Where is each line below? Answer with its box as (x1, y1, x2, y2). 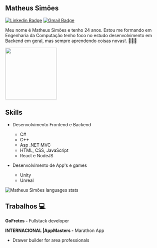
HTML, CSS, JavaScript (19, 147, 68, 153)
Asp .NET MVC (19, 142, 51, 148)
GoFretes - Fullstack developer (5, 218, 69, 224)
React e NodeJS (19, 152, 53, 158)
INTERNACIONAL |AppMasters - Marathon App (5, 227, 104, 233)
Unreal (19, 177, 34, 183)
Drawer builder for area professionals (12, 237, 89, 243)
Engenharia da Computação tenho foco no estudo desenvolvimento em (5, 32, 152, 38)
